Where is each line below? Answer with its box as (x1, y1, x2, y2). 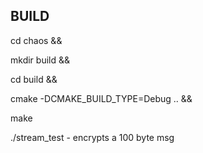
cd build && (10, 73, 58, 85)
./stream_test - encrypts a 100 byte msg (10, 131, 175, 143)
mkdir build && (10, 54, 70, 66)
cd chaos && (10, 34, 63, 46)
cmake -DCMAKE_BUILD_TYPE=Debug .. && (10, 92, 193, 104)
